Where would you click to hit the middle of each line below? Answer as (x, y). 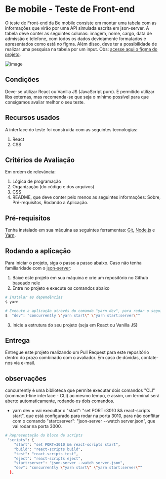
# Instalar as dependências (34, 297)
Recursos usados (33, 118)
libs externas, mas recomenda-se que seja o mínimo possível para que (77, 97)
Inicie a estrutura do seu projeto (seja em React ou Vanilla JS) (75, 325)
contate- (150, 358)
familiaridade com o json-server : (38, 268)
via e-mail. (24, 363)
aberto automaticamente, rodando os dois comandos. (60, 401)
